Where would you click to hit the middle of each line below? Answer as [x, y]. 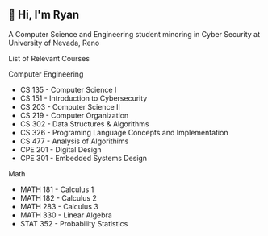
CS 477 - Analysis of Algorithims [74, 141]
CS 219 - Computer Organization [74, 115]
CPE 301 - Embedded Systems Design [84, 158]
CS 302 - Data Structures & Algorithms [84, 124]
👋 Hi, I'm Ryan [44, 15]
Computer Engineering [46, 74]
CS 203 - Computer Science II [70, 106]
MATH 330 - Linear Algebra [66, 215]
